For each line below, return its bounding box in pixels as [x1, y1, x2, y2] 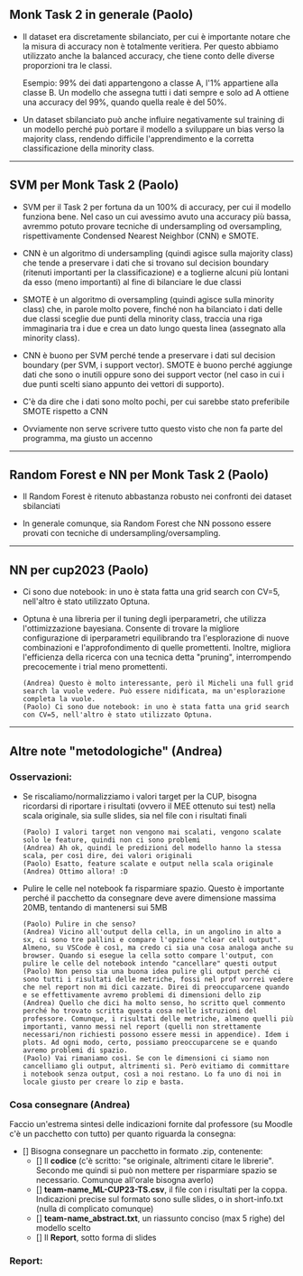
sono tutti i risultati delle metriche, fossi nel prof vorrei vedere [22, 975, 294, 984]
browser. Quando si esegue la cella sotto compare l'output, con [22, 951, 273, 960]
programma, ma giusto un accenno [22, 432, 153, 443]
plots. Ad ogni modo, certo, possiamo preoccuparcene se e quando [22, 1038, 278, 1047]
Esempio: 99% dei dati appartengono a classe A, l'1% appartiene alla [22, 77, 279, 88]
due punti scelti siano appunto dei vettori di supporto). [22, 378, 225, 389]
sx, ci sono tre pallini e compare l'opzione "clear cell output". [22, 935, 281, 944]
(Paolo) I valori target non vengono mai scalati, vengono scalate [22, 828, 281, 837]
